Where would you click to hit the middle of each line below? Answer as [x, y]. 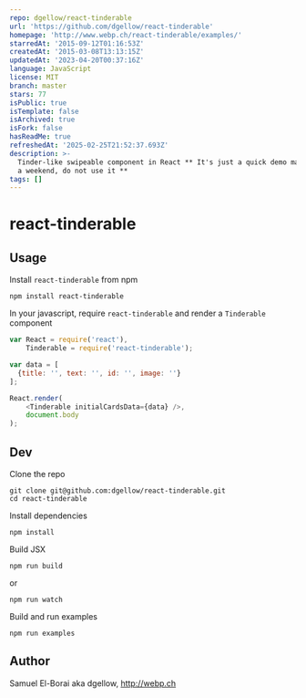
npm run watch [36, 599]
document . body [52, 415]
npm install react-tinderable [67, 297]
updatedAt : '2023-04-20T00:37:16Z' [77, 60]
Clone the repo [37, 474]
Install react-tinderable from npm [74, 280]
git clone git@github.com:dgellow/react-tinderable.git [117, 490]
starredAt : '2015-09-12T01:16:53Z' [77, 43]
